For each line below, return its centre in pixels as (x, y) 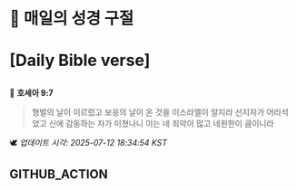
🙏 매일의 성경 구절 (72, 19)
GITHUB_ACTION (59, 174)
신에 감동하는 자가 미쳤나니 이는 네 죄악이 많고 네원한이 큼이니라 (161, 123)
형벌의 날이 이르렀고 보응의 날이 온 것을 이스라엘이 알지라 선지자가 (148, 112)
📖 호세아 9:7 (31, 92)
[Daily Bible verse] (80, 61)
